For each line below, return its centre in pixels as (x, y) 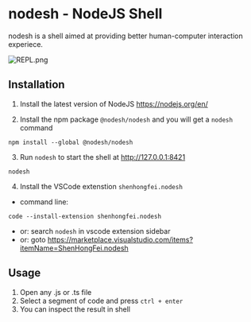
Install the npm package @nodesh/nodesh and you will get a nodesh (126, 119)
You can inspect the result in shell (75, 309)
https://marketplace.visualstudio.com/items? (120, 239)
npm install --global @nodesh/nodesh (71, 142)
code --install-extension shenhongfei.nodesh (85, 216)
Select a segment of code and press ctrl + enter (101, 301)
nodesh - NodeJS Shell (85, 14)
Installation (37, 85)
